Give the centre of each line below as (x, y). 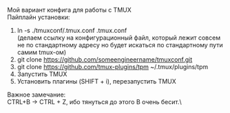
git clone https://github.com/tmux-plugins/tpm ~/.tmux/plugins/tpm (113, 67)
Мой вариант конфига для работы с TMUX (70, 10)
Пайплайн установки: (39, 17)
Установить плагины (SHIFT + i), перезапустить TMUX (97, 81)
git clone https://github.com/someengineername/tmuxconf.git (105, 60)
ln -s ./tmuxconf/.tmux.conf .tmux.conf (72, 30)
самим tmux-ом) (42, 52)
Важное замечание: (36, 95)
